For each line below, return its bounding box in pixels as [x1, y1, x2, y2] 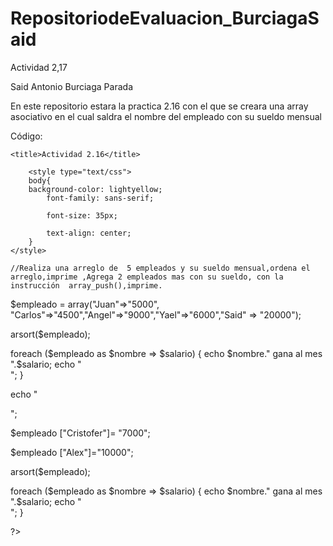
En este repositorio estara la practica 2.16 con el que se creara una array [10, 100, 309, 112]
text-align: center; [46, 228, 132, 238]
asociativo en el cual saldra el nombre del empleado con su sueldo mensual [10, 110, 322, 122]
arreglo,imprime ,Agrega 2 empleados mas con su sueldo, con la [10, 272, 284, 282]
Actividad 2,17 [10, 61, 68, 73]
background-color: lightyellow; [28, 184, 163, 194]
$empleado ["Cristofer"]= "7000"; [10, 427, 151, 439]
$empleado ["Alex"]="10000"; [10, 446, 134, 458]
